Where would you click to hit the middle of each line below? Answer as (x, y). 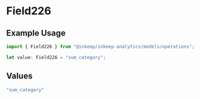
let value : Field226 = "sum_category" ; (56, 57)
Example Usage (36, 33)
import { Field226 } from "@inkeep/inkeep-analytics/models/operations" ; (101, 47)
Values (20, 76)
